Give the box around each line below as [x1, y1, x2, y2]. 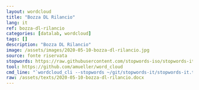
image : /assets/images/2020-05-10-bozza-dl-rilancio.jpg [6, 47, 150, 53]
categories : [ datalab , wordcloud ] [6, 31, 92, 37]
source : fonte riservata [6, 53, 68, 59]
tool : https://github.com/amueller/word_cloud [6, 63, 123, 70]
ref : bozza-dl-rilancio [6, 25, 65, 31]
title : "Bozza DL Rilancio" [6, 14, 76, 20]
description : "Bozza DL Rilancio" [6, 42, 92, 48]
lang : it [6, 20, 28, 25]
